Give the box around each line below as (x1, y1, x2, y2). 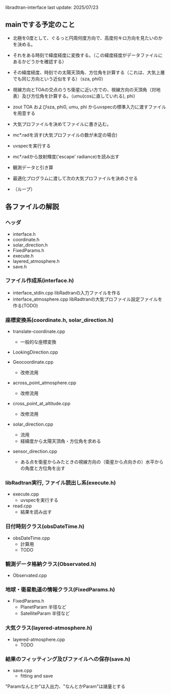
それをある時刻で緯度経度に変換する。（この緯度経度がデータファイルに (12, 52, 163, 58)
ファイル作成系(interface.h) (5, 277, 74, 284)
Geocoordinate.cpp (12, 359, 54, 365)
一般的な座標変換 (20, 339, 57, 345)
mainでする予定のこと (5, 20, 76, 29)
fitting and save (20, 673, 53, 679)
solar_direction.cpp (12, 421, 54, 428)
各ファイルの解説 (5, 203, 59, 211)
